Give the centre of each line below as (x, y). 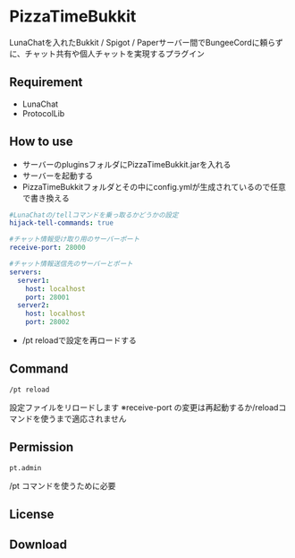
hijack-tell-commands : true (62, 223)
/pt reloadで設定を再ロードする (79, 340)
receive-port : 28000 (48, 248)
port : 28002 (47, 322)
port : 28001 (47, 297)
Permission (42, 447)
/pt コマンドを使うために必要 (63, 485)
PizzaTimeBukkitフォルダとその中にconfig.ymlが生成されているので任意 (154, 186)
